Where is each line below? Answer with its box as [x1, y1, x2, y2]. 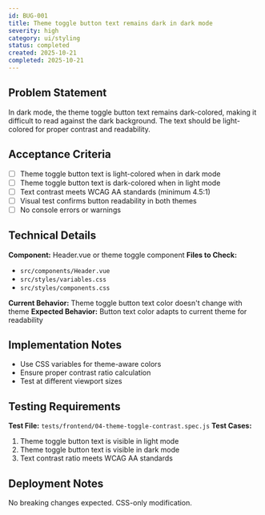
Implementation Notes [8, 338, 122, 352]
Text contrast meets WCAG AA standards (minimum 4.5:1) [19, 187, 211, 196]
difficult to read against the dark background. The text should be [8, 115, 222, 125]
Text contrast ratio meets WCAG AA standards [19, 453, 174, 463]
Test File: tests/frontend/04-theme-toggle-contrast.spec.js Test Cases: [8, 421, 252, 431]
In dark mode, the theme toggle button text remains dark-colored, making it [8, 107, 257, 117]
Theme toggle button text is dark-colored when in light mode [19, 178, 221, 187]
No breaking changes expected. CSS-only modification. [8, 498, 192, 508]
